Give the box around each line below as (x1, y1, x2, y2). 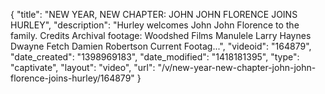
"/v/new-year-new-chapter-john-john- (157, 62, 317, 73)
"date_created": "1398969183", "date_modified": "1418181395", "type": (10, 51, 300, 63)
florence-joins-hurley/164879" (10, 72, 135, 84)
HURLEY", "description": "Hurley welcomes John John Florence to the (10, 19, 300, 31)
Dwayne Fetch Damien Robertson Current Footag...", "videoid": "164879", (10, 40, 312, 52)
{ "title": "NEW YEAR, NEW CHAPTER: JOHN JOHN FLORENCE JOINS (10, 9, 298, 20)
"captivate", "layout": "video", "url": (10, 62, 156, 73)
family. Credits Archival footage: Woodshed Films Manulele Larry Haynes (10, 30, 312, 41)
